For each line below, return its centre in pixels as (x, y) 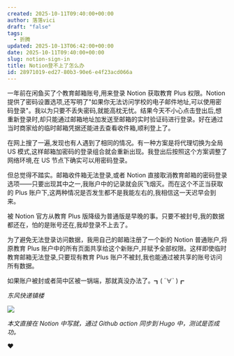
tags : (15, 33)
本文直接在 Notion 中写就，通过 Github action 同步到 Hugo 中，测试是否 (110, 323)
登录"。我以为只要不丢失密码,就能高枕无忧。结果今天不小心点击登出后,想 (117, 110)
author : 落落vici (31, 20)
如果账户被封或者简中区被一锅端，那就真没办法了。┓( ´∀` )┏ (96, 281)
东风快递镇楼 (25, 295)
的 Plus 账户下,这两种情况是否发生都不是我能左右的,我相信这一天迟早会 (109, 192)
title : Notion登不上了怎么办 (46, 66)
